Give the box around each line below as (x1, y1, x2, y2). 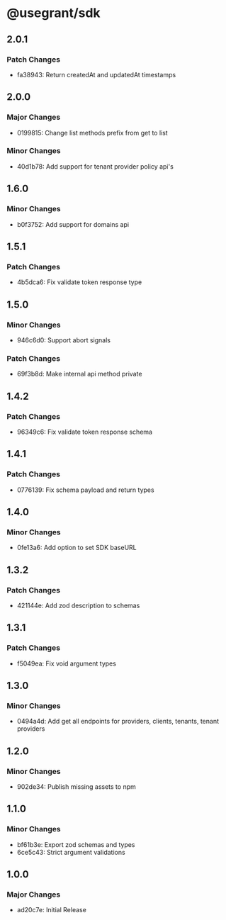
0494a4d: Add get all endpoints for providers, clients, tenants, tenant (16, 717, 219, 726)
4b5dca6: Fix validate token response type (16, 278, 142, 286)
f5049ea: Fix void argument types (16, 659, 116, 668)
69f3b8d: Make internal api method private (16, 370, 142, 378)
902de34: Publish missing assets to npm (16, 782, 136, 791)
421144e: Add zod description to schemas (16, 601, 140, 610)
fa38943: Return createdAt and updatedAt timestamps (16, 70, 176, 79)
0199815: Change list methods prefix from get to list (16, 128, 168, 137)
